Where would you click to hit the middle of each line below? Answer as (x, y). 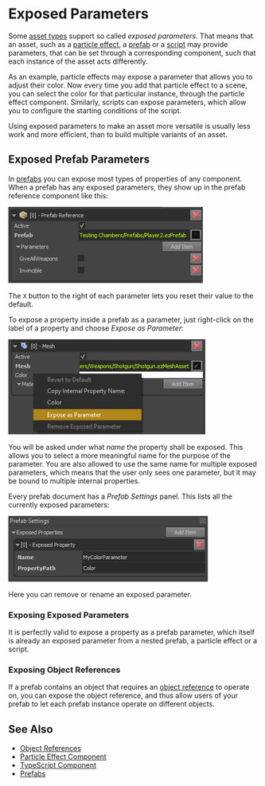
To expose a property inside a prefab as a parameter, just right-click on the (131, 319)
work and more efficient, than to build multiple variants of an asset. (118, 134)
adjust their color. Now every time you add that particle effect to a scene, (128, 85)
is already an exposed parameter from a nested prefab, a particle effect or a (132, 641)
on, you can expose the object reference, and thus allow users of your (123, 696)
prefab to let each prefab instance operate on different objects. (111, 704)
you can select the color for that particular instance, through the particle (127, 93)
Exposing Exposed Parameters (69, 615)
